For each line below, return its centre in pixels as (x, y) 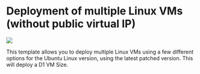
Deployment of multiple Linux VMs (95, 11)
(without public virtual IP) (71, 24)
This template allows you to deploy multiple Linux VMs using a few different (100, 52)
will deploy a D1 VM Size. (37, 64)
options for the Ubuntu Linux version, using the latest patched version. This (100, 58)
